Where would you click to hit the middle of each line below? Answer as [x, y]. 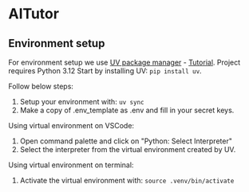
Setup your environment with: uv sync [82, 102]
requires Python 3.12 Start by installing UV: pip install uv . [105, 71]
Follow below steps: [41, 86]
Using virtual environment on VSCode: [71, 125]
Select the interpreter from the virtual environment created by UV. [128, 149]
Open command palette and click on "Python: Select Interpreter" [126, 141]
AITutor [34, 14]
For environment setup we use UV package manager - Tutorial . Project [125, 62]
